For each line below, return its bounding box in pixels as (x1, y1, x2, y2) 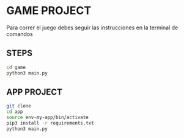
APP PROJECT (6, 87, 63, 97)
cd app (6, 109, 23, 115)
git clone (6, 103, 32, 109)
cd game (6, 64, 26, 70)
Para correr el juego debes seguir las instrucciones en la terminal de (6, 24, 178, 31)
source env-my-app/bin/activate (6, 114, 89, 121)
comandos (6, 30, 34, 37)
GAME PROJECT (6, 4, 92, 18)
